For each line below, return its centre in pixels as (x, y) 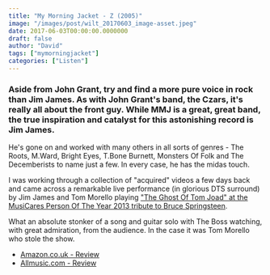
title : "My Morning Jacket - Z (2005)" (76, 16)
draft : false (30, 38)
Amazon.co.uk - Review (59, 255)
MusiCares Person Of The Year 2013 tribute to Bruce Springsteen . (118, 206)
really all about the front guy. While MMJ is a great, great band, (135, 109)
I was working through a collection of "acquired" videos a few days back (129, 180)
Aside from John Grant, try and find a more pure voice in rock (131, 89)
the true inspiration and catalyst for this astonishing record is (131, 120)
